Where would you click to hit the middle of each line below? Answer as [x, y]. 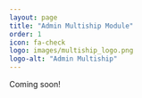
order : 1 [25, 34]
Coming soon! [35, 84]
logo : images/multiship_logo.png [71, 51]
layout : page [33, 17]
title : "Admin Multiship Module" [71, 26]
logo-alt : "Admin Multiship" [63, 59]
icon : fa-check [38, 42]
